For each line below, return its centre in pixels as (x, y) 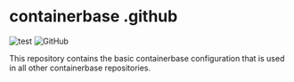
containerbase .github (94, 16)
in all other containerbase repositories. (80, 68)
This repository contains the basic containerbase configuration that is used (147, 58)
